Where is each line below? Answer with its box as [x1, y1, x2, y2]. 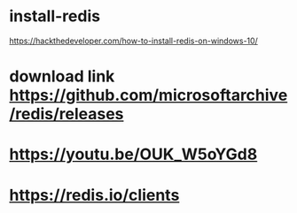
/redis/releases [9, 104, 124, 125]
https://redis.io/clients [9, 185, 180, 205]
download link [9, 66, 115, 87]
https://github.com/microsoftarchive [9, 86, 288, 105]
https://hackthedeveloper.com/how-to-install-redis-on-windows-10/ [9, 35, 259, 46]
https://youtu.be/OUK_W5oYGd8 [9, 144, 258, 164]
